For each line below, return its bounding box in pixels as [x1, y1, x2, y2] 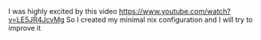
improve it [8, 24, 42, 32]
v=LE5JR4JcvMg [8, 15, 65, 24]
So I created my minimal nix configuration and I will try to [66, 15, 253, 24]
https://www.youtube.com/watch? [118, 7, 231, 16]
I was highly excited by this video [8, 7, 117, 16]
